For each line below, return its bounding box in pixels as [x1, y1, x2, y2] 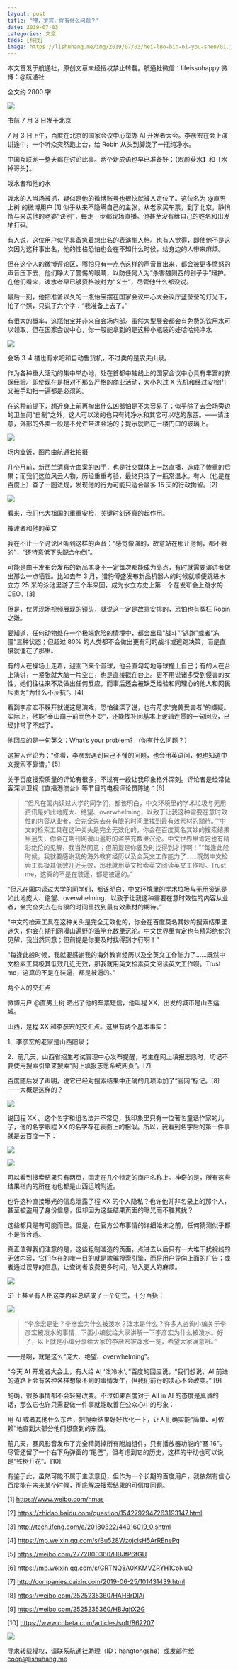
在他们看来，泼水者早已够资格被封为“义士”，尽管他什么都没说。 [7, 277, 193, 286]
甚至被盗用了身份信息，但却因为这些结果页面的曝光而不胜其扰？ [7, 1206, 193, 1214]
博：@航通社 [7, 72, 45, 81]
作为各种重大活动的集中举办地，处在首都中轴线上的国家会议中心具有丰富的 [7, 369, 225, 377]
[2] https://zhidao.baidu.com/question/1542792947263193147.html [7, 1509, 203, 1517]
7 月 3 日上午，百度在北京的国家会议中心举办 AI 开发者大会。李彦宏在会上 [7, 131, 222, 139]
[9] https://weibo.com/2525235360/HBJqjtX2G [7, 1605, 145, 1613]
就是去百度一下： [7, 1132, 57, 1139]
